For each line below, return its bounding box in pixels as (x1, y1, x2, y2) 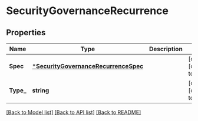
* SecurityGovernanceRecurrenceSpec (32, 62, 144, 70)
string (32, 86, 49, 95)
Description (149, 45, 183, 53)
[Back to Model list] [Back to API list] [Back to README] (6, 109, 141, 116)
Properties (6, 28, 46, 38)
